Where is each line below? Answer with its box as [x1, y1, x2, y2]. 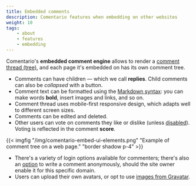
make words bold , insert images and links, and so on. [14, 94, 144, 101]
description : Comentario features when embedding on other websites [6, 14, 178, 20]
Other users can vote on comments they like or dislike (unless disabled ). [14, 119, 190, 126]
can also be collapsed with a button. [14, 81, 103, 88]
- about [16, 31, 35, 36]
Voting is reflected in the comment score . [14, 125, 116, 132]
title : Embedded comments [6, 8, 69, 15]
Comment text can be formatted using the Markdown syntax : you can [14, 88, 184, 95]
